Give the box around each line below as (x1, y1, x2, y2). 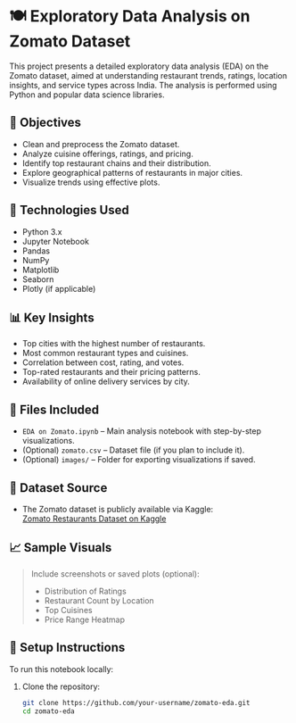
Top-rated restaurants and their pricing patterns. (21, 367, 201, 378)
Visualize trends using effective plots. (21, 177, 160, 187)
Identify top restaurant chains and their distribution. (21, 157, 211, 169)
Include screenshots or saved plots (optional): (30, 568, 201, 579)
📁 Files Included (9, 402, 100, 417)
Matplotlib (21, 264, 60, 275)
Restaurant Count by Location (44, 594, 154, 606)
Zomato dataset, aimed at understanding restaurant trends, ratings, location (9, 70, 288, 80)
